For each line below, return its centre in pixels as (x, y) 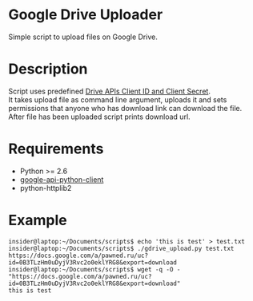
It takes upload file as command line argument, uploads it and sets (118, 99)
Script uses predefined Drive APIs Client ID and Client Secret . (109, 91)
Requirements (56, 149)
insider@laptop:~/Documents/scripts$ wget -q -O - (94, 269)
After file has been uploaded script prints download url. (99, 117)
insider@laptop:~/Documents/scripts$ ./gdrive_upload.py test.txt (121, 248)
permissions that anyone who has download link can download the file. (125, 108)
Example (38, 220)
